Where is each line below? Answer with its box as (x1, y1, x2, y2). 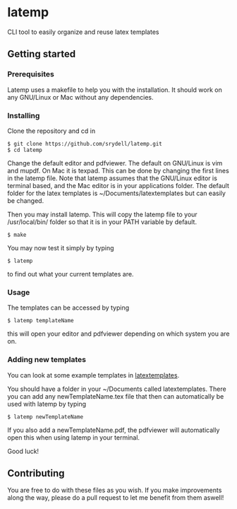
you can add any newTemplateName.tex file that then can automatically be (7, 392, 224, 400)
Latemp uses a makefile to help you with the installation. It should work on (7, 86, 222, 94)
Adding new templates (7, 355, 87, 365)
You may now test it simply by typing (7, 243, 114, 252)
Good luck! (7, 447, 39, 455)
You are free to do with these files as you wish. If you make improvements (7, 486, 222, 495)
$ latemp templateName (7, 317, 74, 324)
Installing (7, 110, 40, 120)
